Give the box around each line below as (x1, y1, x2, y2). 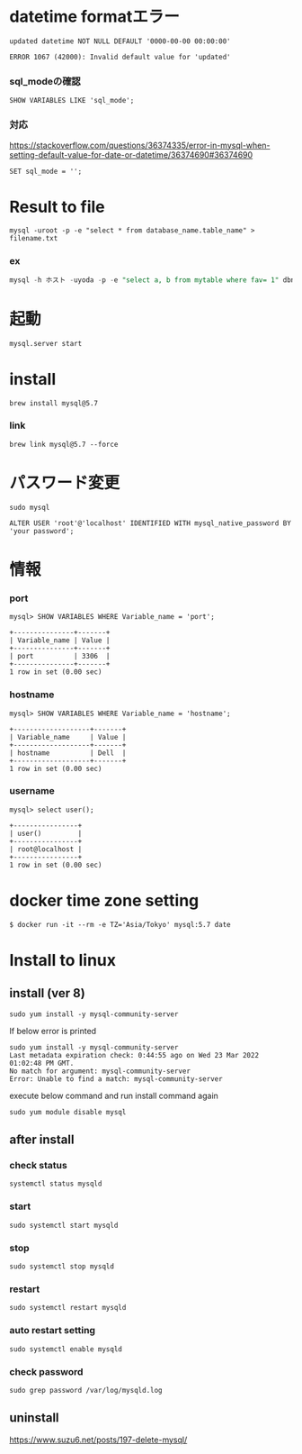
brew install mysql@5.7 (9, 398, 99, 408)
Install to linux (9, 950, 117, 970)
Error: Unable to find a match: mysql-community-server (9, 1074, 223, 1084)
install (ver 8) (9, 986, 85, 1001)
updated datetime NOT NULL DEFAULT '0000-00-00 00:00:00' (9, 36, 231, 46)
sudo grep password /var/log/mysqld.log (9, 1386, 164, 1395)
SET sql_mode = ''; (9, 167, 83, 176)
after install (9, 1132, 75, 1148)
